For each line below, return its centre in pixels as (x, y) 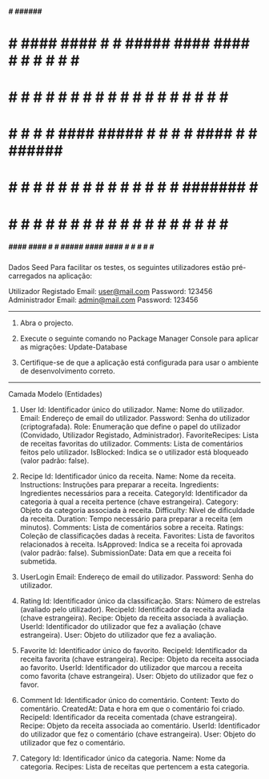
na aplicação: (70, 276)
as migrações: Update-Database (74, 347)
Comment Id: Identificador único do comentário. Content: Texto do (130, 700)
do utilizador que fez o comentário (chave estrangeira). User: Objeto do (138, 734)
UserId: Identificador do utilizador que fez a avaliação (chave (120, 626)
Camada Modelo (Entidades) (55, 394)
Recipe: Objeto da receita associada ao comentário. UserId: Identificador (140, 725)
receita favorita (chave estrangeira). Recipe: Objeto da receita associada (139, 659)
